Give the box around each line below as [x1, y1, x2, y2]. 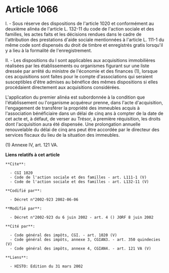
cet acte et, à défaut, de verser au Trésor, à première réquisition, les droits [5, 115, 161, 122]
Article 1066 [5, 4, 59, 15]
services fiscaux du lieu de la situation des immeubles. [5, 132, 120, 138]
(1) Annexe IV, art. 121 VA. [5, 141, 59, 148]
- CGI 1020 [10, 170, 33, 175]
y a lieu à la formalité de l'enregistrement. [5, 47, 93, 53]
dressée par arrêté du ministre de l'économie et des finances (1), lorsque [5, 68, 158, 74]
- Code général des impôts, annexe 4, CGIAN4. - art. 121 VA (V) [10, 246, 152, 251]
